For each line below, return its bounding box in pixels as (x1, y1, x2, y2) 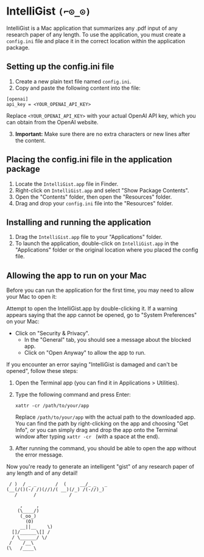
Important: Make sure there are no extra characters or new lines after (15, 130, 191, 138)
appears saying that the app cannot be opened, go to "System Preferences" (6, 311, 197, 319)
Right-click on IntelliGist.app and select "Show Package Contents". (15, 186, 189, 194)
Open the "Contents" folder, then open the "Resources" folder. (15, 193, 172, 200)
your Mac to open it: (6, 293, 57, 300)
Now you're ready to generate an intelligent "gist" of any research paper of (6, 463, 195, 470)
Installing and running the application (6, 217, 151, 227)
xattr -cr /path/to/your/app (15, 403, 90, 409)
